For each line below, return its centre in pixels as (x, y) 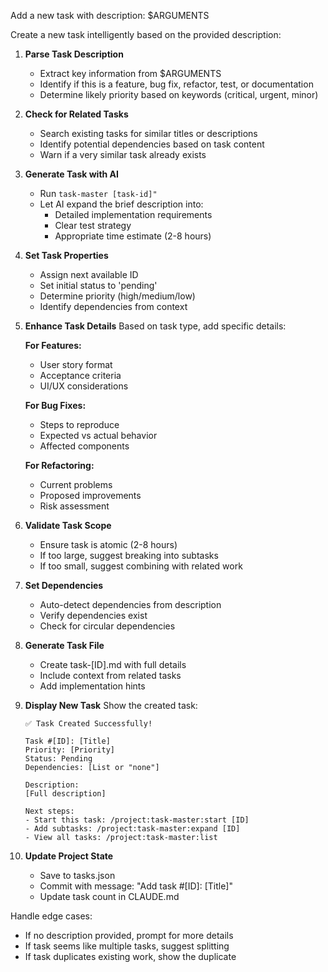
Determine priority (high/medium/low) (117, 296)
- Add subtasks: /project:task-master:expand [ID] (132, 829)
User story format (76, 364)
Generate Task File (64, 645)
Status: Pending (58, 759)
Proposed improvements (90, 495)
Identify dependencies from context (113, 306)
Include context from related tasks (110, 675)
